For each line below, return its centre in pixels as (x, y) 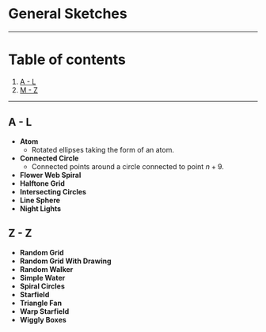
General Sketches (68, 14)
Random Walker (46, 269)
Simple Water (42, 277)
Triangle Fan (40, 303)
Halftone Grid (42, 183)
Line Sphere (40, 200)
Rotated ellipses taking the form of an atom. (103, 149)
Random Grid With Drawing (65, 261)
